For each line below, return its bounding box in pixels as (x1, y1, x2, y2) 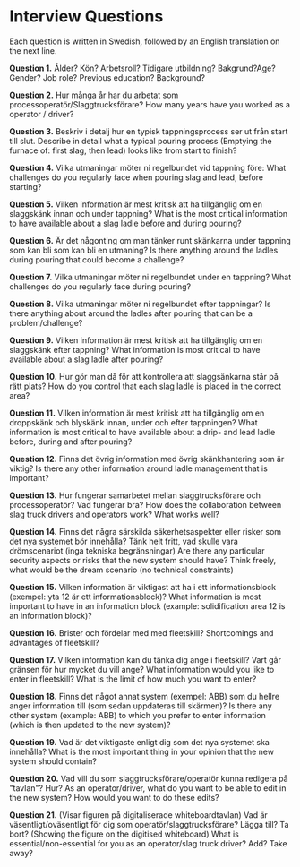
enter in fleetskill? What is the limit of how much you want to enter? (9, 674, 257, 684)
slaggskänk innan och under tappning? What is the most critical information (9, 208, 288, 219)
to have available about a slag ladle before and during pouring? (9, 218, 242, 228)
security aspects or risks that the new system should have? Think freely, (9, 554, 276, 565)
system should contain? (9, 755, 97, 767)
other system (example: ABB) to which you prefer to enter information (9, 709, 267, 720)
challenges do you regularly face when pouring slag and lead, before (9, 172, 264, 183)
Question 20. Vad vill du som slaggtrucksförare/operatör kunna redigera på (9, 773, 288, 784)
